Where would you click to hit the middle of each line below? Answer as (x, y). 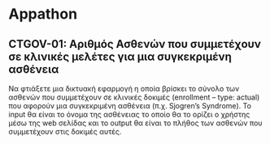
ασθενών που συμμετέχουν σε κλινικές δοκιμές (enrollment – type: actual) (134, 97)
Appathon (43, 14)
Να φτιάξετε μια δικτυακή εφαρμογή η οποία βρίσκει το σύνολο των (124, 89)
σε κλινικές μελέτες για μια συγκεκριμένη (120, 56)
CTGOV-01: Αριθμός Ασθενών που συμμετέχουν (135, 44)
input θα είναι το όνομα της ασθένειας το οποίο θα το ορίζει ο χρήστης (129, 114)
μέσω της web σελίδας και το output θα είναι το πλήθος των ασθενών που (135, 123)
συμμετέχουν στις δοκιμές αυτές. (65, 131)
